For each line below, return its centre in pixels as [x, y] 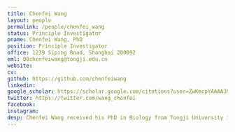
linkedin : [22, 85]
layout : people [29, 20]
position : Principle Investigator [58, 46]
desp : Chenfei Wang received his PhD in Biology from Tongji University [115, 117]
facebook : [22, 105]
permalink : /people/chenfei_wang [56, 27]
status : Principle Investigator [54, 33]
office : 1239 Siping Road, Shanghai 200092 [72, 53]
